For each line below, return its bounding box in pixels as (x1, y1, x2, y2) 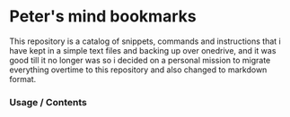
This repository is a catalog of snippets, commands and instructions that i (9, 36, 281, 46)
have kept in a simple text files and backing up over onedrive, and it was (9, 45, 277, 55)
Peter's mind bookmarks (9, 6, 197, 27)
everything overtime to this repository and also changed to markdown (9, 64, 268, 75)
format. (9, 73, 37, 84)
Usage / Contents (9, 96, 87, 108)
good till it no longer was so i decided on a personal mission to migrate (9, 54, 271, 65)
